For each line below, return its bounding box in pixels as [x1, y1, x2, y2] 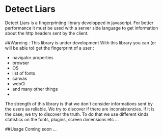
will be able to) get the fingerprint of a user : [5, 45, 94, 51]
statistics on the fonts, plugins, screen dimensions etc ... [5, 116, 119, 122]
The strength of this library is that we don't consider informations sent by [5, 101, 153, 106]
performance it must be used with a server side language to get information [5, 25, 158, 31]
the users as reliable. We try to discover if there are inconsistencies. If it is [5, 106, 155, 112]
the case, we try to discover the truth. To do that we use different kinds [5, 111, 149, 117]
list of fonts [12, 70, 35, 76]
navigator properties [12, 54, 54, 60]
